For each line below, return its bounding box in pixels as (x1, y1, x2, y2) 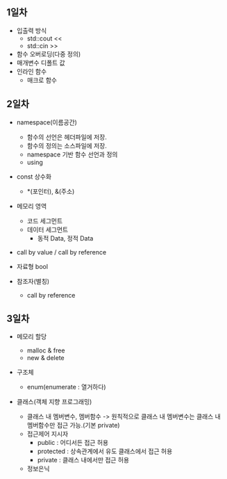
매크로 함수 (26, 76, 57, 84)
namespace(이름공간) (16, 117, 78, 127)
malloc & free (26, 346, 65, 355)
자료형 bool (16, 262, 49, 270)
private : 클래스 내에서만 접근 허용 (37, 456, 130, 464)
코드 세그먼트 (26, 216, 63, 225)
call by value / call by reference (16, 247, 107, 256)
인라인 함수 (16, 67, 47, 75)
